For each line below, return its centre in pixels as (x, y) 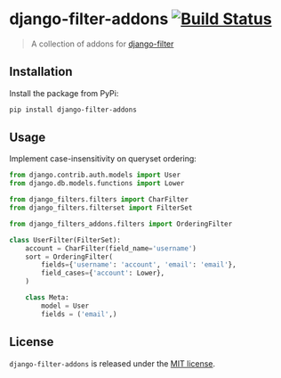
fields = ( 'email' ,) (79, 314)
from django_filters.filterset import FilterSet (101, 208)
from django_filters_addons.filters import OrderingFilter (121, 224)
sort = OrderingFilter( (69, 257)
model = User (65, 306)
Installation (41, 72)
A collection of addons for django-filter (102, 44)
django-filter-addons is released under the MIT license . (112, 363)
